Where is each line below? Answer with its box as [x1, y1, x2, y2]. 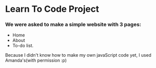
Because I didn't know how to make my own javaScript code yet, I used [5, 52, 152, 58]
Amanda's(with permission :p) [5, 58, 67, 64]
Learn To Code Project [5, 3, 99, 15]
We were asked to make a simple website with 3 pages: [5, 21, 142, 28]
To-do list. [12, 43, 34, 49]
